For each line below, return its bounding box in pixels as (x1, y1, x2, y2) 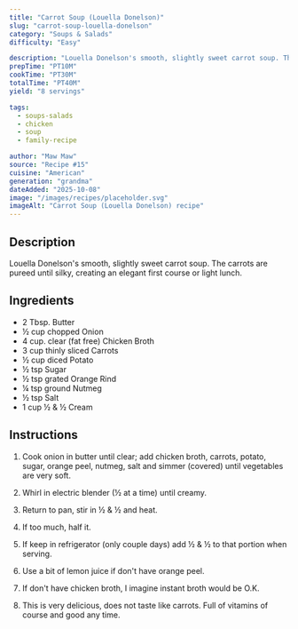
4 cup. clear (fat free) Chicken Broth (21, 335, 155, 346)
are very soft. (21, 470, 71, 481)
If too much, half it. (21, 522, 91, 532)
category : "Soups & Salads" (9, 29, 114, 38)
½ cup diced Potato (21, 354, 94, 365)
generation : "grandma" (9, 177, 93, 186)
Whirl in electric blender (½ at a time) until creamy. (21, 487, 207, 498)
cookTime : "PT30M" (9, 70, 77, 80)
